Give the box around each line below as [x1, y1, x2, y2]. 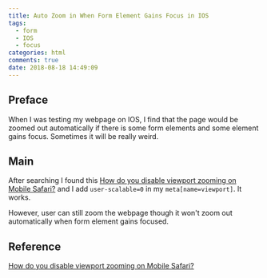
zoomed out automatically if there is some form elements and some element [8, 123, 259, 133]
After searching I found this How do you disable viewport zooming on [8, 176, 237, 185]
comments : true [8, 57, 59, 65]
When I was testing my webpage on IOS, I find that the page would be [8, 114, 238, 124]
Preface [8, 93, 49, 107]
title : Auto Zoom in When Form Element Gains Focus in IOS [8, 11, 209, 20]
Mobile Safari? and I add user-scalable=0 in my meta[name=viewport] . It [8, 185, 242, 194]
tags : [8, 19, 26, 27]
